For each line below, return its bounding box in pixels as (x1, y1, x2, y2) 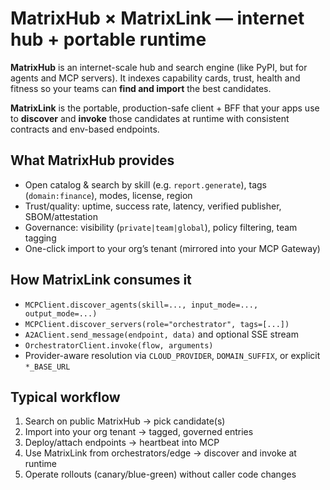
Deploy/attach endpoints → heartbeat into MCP (24, 437, 220, 449)
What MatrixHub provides (10, 152, 175, 169)
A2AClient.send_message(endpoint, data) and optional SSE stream (24, 328, 299, 340)
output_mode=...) (24, 308, 98, 319)
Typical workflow (10, 388, 121, 406)
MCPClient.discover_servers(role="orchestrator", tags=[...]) (24, 319, 290, 329)
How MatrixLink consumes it (10, 272, 192, 289)
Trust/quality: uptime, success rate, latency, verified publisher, (24, 200, 282, 212)
